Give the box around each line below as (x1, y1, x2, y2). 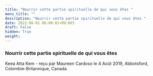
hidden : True (5, 29, 31, 34)
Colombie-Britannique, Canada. (5, 66, 68, 72)
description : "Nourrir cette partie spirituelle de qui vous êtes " (5, 16, 146, 21)
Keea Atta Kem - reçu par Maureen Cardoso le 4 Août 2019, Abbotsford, (5, 61, 149, 66)
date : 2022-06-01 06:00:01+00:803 (5, 20, 75, 25)
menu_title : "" (5, 12, 36, 16)
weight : (5, 34, 21, 39)
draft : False (5, 25, 31, 30)
